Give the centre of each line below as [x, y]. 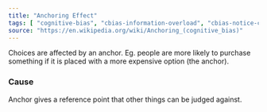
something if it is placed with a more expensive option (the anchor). [118, 61]
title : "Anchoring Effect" [53, 15]
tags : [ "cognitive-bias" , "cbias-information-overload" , [106, 23]
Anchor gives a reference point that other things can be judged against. [125, 99]
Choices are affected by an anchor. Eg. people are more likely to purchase [130, 53]
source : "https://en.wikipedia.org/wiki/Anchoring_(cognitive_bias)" [126, 30]
